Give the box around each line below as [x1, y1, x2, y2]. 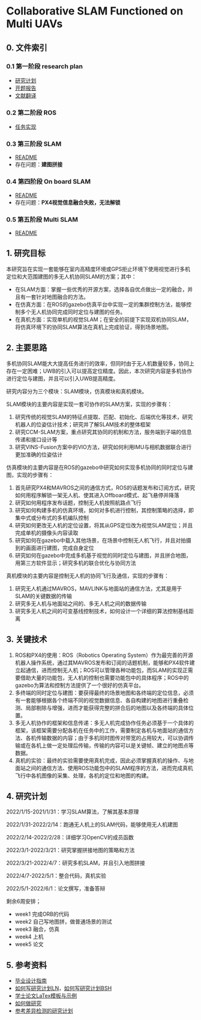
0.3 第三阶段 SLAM [6, 140, 62, 148]
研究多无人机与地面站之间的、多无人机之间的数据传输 [14, 600, 147, 607]
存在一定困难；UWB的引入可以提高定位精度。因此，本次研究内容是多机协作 [6, 367, 193, 375]
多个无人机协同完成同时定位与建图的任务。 [20, 308, 126, 316]
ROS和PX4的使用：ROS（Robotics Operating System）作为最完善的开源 [14, 651, 194, 659]
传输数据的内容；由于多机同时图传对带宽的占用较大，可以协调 [35, 734, 189, 741]
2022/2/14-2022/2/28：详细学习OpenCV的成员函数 [6, 834, 134, 841]
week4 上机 [14, 933, 44, 941]
